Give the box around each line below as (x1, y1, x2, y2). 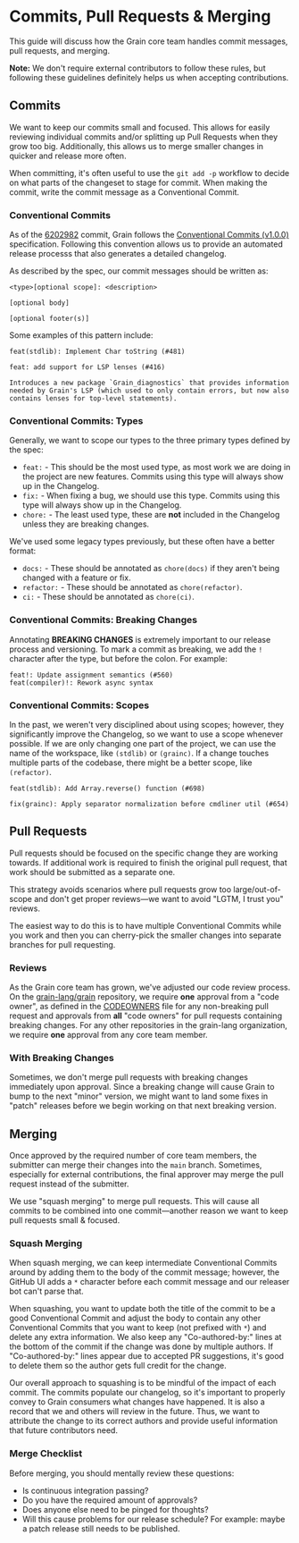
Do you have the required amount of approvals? (21, 1495, 198, 1505)
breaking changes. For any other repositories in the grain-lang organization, (9, 1020, 288, 1031)
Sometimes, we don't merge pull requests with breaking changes (9, 1072, 248, 1083)
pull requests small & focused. (9, 1215, 120, 1226)
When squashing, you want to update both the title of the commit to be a (9, 1303, 276, 1314)
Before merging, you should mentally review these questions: (9, 1468, 235, 1479)
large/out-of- (233, 883, 281, 895)
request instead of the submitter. (9, 1178, 129, 1190)
